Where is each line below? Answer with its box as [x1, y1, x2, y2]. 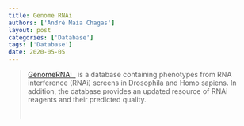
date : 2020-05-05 [8, 48, 66, 56]
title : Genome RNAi [8, 11, 73, 20]
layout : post [8, 26, 51, 34]
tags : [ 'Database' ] [8, 41, 73, 49]
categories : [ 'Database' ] [8, 33, 93, 42]
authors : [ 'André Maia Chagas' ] [8, 19, 115, 27]
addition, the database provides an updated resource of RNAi [27, 87, 228, 95]
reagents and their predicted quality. [27, 95, 147, 104]
